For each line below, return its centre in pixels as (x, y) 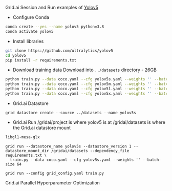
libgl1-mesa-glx (23, 137)
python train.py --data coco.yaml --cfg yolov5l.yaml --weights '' (79, 89)
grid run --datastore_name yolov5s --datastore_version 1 (68, 146)
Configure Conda (31, 17)
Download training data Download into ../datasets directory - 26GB (85, 70)
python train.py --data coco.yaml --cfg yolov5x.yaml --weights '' (79, 94)
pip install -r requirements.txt (41, 60)
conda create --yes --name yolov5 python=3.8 (55, 27)
